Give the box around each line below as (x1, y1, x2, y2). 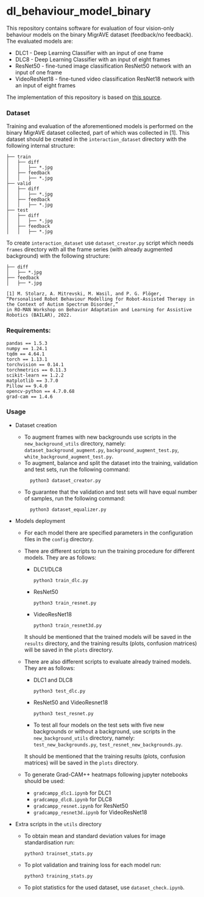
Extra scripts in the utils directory (15, 820, 102, 827)
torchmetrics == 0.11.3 (6, 367, 67, 373)
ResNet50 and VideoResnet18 (33, 699, 108, 706)
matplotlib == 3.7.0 (6, 377, 59, 384)
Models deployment (15, 517, 66, 524)
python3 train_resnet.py (33, 600, 97, 606)
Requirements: (6, 326, 51, 335)
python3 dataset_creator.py (29, 477, 102, 483)
